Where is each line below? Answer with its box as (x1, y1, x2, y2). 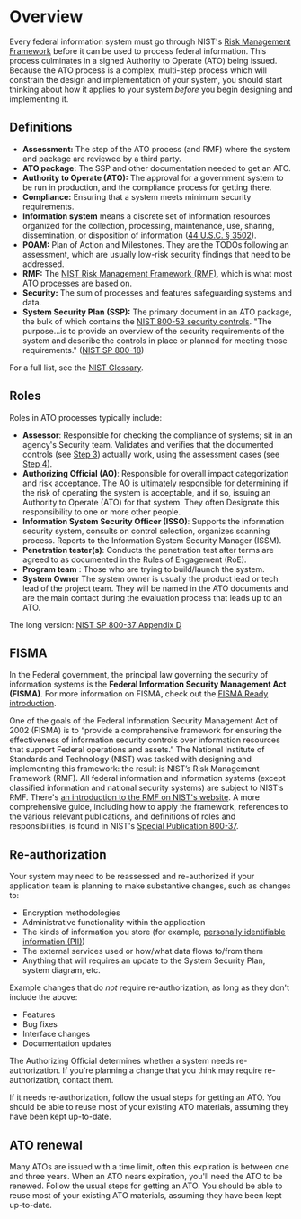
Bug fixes (22, 1019, 58, 1030)
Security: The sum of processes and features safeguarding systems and (22, 287, 292, 298)
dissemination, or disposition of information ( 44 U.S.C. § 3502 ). (22, 230, 257, 241)
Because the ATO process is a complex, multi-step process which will (9, 65, 268, 76)
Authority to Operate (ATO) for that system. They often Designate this (22, 496, 280, 507)
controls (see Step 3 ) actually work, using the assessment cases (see (22, 449, 280, 459)
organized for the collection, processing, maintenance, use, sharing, (22, 220, 275, 231)
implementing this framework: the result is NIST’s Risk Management (9, 763, 260, 774)
